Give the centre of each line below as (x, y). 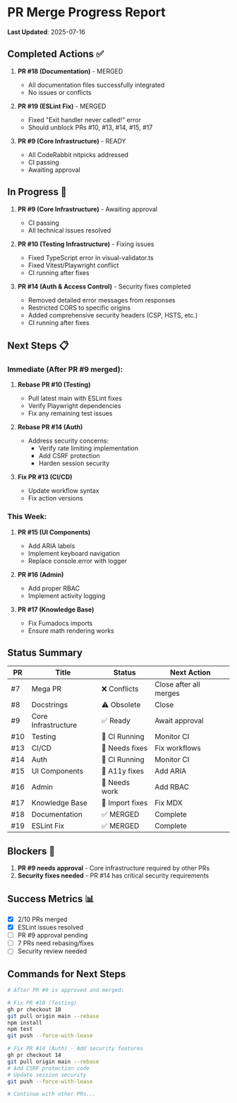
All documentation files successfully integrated (96, 85)
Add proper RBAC (54, 588)
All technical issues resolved (69, 230)
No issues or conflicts (60, 92)
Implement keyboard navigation (74, 553)
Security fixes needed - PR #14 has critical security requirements (113, 876)
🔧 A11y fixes (123, 771)
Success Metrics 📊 (51, 899)
